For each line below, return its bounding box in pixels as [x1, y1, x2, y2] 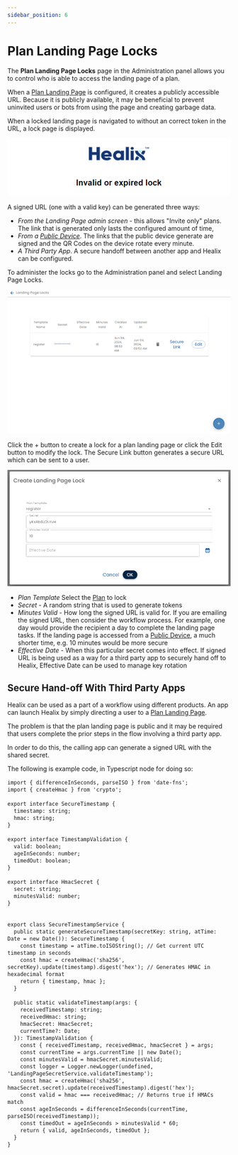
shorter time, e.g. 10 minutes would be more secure [17, 639, 169, 647]
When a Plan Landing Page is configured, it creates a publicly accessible [7, 87, 220, 96]
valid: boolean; [13, 843, 62, 850]
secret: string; [13, 886, 62, 893]
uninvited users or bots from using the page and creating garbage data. [7, 103, 216, 111]
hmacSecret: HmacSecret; [20, 1021, 93, 1028]
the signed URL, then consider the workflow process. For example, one [17, 616, 225, 625]
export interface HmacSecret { [7, 879, 100, 886]
